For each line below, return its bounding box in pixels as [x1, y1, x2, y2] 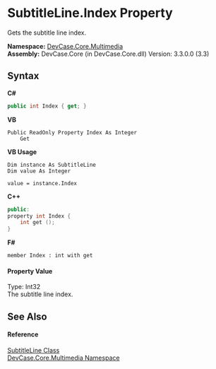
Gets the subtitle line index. [7, 28, 87, 37]
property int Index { [7, 212, 71, 220]
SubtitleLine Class [7, 346, 60, 354]
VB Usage [7, 147, 37, 156]
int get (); [20, 219, 55, 226]
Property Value [7, 266, 53, 275]
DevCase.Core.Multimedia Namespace [7, 353, 120, 362]
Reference [7, 330, 39, 339]
